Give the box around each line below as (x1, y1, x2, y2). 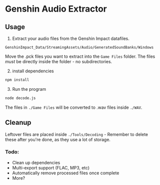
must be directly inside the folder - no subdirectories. (5, 59, 112, 64)
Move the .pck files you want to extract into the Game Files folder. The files (5, 53, 155, 59)
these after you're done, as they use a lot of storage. (5, 136, 111, 142)
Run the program (12, 86, 46, 92)
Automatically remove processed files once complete (12, 170, 120, 176)
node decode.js (5, 96, 36, 101)
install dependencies (12, 68, 54, 74)
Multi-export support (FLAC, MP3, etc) (12, 165, 90, 170)
